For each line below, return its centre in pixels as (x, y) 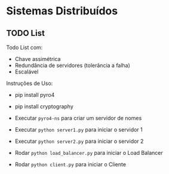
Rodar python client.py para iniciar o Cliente (70, 164)
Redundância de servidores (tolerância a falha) (72, 65)
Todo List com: (24, 47)
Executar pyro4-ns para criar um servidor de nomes (78, 118)
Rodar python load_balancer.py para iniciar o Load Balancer (89, 153)
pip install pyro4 (35, 95)
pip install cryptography (44, 106)
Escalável (27, 72)
